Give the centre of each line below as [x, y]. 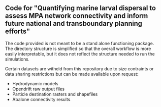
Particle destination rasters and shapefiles [55, 94]
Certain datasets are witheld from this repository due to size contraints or [80, 68]
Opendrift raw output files [38, 89]
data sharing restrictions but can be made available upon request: [72, 74]
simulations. [17, 59]
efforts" [18, 31]
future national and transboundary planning [74, 24]
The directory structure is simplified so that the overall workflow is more [78, 49]
